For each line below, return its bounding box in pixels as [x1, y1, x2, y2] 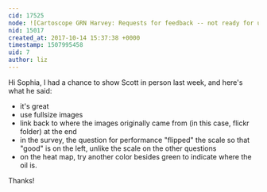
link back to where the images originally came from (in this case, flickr [19, 118, 250, 128]
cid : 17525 [8, 11, 44, 20]
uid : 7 [8, 48, 30, 56]
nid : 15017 [8, 26, 44, 34]
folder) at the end [19, 126, 77, 136]
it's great [19, 101, 49, 111]
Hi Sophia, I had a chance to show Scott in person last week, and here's [8, 77, 243, 87]
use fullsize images [19, 109, 83, 119]
